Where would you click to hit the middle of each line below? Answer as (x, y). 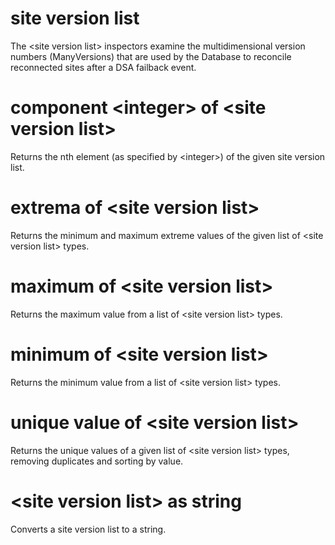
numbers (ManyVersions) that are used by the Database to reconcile (151, 56)
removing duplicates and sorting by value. (97, 461)
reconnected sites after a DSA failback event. (103, 67)
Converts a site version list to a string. (88, 529)
